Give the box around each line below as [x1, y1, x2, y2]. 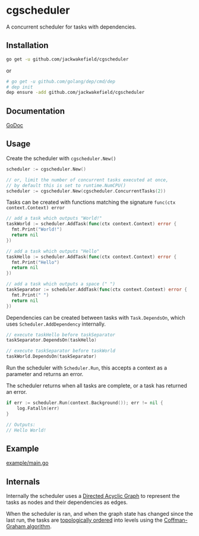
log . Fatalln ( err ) [17, 405, 60, 411]
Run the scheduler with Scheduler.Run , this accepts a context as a [6, 364, 168, 371]
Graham [6, 523, 26, 529]
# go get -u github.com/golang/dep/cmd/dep [6, 78, 116, 84]
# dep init [6, 84, 33, 90]
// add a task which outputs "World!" [6, 215, 102, 222]
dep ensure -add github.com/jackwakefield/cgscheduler [6, 90, 145, 96]
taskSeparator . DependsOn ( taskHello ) [6, 337, 97, 343]
